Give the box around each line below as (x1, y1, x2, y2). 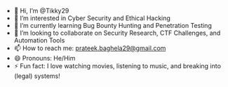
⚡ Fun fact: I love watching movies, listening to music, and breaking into (13, 62, 221, 70)
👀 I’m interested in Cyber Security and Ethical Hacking (13, 14, 170, 22)
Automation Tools (13, 36, 65, 45)
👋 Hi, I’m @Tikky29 (13, 7, 69, 15)
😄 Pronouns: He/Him (13, 54, 76, 62)
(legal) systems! (13, 72, 61, 80)
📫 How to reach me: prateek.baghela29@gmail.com (13, 44, 166, 52)
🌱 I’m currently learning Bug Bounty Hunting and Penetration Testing (13, 22, 212, 29)
